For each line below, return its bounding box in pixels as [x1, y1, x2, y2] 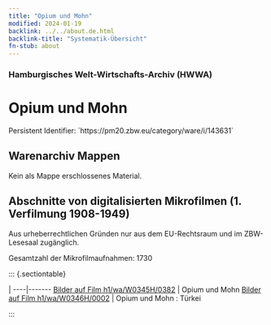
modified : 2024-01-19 [8, 19, 82, 28]
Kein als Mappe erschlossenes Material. [8, 171, 142, 180]
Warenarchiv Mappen [8, 149, 120, 163]
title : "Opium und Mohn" [8, 11, 93, 20]
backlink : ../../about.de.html [8, 27, 115, 35]
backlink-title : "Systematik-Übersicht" [8, 34, 148, 43]
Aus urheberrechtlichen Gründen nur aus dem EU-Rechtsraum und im [8, 228, 243, 238]
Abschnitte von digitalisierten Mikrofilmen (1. [8, 194, 242, 208]
